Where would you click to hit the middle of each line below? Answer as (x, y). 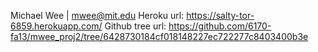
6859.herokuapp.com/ (56, 26)
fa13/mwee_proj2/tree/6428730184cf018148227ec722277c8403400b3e (159, 36)
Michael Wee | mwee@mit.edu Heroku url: (97, 15)
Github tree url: (135, 26)
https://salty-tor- (220, 15)
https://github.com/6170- (220, 26)
